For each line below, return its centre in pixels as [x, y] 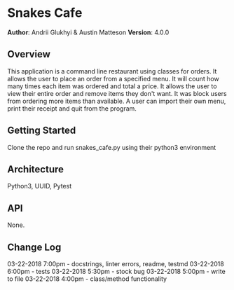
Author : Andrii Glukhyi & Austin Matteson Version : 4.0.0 [88, 32]
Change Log [34, 247]
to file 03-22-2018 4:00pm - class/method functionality [87, 279]
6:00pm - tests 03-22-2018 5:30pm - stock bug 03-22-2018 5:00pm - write [116, 271]
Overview [29, 54]
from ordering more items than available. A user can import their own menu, [117, 101]
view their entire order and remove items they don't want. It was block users [117, 93]
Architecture [36, 169]
